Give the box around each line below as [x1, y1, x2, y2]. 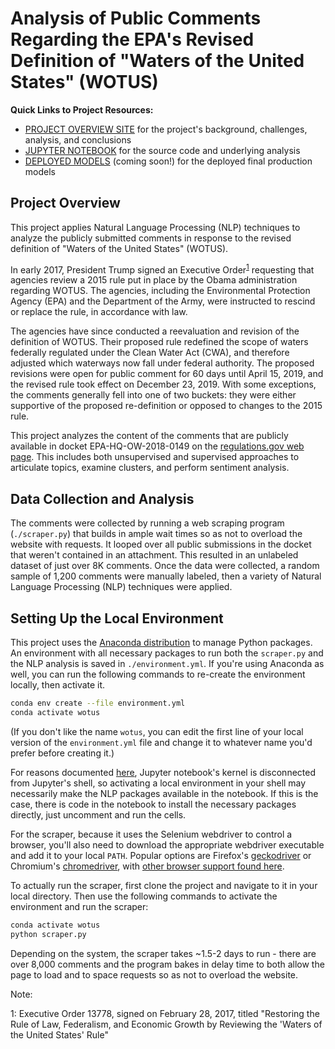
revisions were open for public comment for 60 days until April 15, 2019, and [10, 368, 324, 380]
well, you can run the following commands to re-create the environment [10, 668, 306, 681]
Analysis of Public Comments [10, 7, 262, 30]
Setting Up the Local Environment [10, 610, 224, 627]
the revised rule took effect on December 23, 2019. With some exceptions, [10, 378, 317, 391]
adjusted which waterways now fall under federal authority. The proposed [10, 357, 315, 369]
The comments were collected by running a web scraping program [10, 517, 285, 529]
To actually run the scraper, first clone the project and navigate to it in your [10, 879, 318, 891]
